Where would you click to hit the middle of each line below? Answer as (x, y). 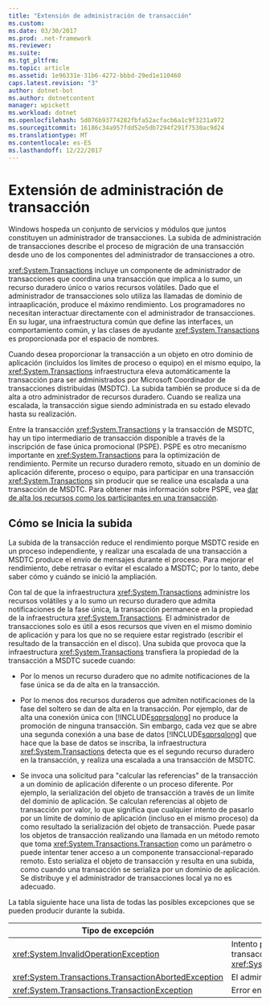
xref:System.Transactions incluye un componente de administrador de (125, 271)
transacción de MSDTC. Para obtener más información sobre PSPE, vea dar (133, 489)
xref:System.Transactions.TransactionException (102, 991)
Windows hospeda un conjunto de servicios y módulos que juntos (117, 229)
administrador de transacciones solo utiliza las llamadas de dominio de (125, 296)
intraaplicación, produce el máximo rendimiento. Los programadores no (127, 305)
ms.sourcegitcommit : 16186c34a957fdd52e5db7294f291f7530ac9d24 (117, 128)
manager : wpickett (39, 105)
